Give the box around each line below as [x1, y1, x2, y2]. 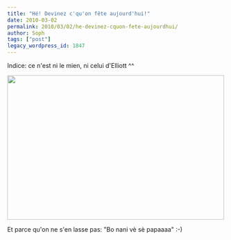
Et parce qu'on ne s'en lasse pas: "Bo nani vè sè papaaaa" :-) [7, 225, 182, 233]
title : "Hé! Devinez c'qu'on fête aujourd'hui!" [7, 10, 151, 17]
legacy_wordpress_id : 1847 [7, 42, 85, 49]
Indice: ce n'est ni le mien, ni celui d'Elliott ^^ [7, 62, 135, 69]
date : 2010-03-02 [7, 17, 58, 24]
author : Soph [7, 29, 45, 37]
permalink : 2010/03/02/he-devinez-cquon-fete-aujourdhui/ [7, 23, 178, 30]
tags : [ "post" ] [7, 36, 51, 43]
